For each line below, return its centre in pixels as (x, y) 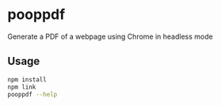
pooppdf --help (32, 94)
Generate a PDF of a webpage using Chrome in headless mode (110, 36)
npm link (22, 87)
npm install (27, 79)
